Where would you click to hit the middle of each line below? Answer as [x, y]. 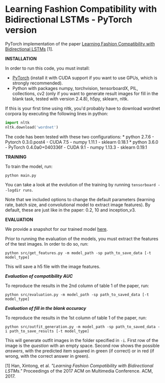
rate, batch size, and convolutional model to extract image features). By [78, 205]
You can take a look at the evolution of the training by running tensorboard [81, 184]
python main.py [21, 175]
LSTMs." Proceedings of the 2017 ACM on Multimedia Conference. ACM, [79, 371]
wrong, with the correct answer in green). [47, 356]
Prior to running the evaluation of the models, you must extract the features [82, 239]
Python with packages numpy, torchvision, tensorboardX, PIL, [75, 88]
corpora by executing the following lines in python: [57, 113]
